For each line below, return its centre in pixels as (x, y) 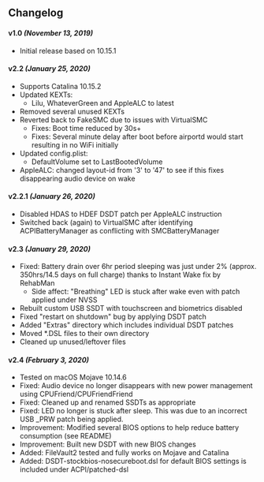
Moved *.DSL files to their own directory (84, 334)
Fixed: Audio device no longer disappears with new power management (136, 386)
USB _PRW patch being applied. (71, 419)
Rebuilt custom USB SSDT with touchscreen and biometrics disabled (131, 308)
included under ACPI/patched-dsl (74, 469)
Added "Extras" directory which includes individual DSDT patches (126, 325)
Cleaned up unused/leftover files (73, 342)
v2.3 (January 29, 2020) (49, 248)
